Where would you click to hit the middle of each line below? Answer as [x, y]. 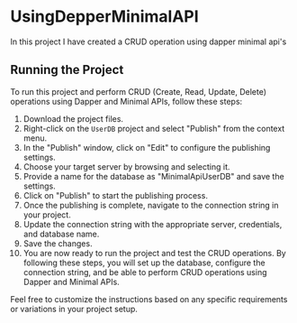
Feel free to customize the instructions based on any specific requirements [149, 299]
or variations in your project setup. [74, 309]
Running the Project [67, 70]
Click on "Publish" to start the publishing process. [115, 195]
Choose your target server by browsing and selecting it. [126, 166]
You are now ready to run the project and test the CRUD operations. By [154, 253]
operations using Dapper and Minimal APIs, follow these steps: [126, 101]
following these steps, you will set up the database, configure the [144, 263]
